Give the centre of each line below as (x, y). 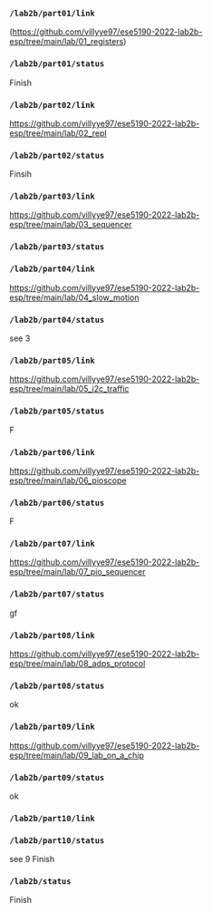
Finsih (20, 174)
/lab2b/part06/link (52, 452)
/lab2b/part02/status (57, 155)
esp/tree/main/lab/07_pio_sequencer (77, 572)
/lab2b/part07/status (57, 594)
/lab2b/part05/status (57, 411)
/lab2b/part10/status (57, 840)
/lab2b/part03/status (57, 247)
